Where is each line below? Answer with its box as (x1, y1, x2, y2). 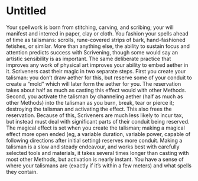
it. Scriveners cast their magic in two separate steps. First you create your (6, 67, 186, 75)
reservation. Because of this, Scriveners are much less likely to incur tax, (6, 111, 183, 119)
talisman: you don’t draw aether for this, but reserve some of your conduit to (6, 74, 192, 81)
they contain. (6, 168, 38, 175)
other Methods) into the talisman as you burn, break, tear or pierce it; (6, 99, 174, 106)
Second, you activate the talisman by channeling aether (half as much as (6, 93, 183, 100)
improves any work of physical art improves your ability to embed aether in (6, 61, 189, 69)
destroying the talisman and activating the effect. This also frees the (6, 105, 172, 112)
